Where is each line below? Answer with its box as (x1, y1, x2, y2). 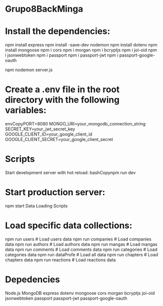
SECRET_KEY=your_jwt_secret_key (5, 126, 76, 132)
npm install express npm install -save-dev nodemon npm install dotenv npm (5, 42, 158, 48)
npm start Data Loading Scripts (5, 203, 68, 208)
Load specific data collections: (5, 220, 133, 231)
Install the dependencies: (5, 26, 111, 37)
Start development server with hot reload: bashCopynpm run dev (5, 170, 136, 175)
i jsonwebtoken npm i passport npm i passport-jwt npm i (5, 52, 119, 58)
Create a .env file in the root (5, 84, 120, 95)
